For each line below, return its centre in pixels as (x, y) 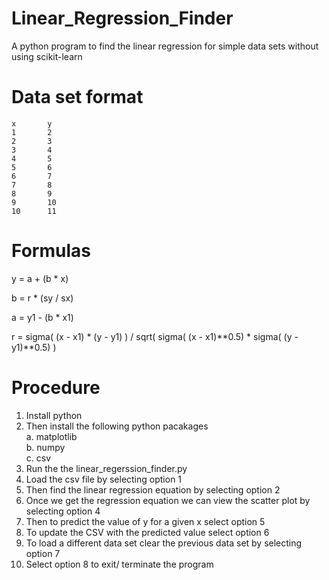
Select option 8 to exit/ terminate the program (119, 564)
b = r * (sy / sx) (42, 298)
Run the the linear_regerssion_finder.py (106, 468)
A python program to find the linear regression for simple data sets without (165, 46)
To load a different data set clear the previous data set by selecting (164, 543)
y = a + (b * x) (40, 278)
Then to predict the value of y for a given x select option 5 (145, 521)
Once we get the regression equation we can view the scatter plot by (168, 500)
